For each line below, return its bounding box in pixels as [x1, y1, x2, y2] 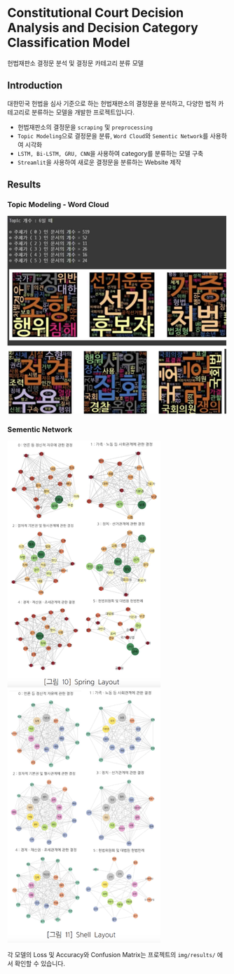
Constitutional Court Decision [7, 5, 184, 21]
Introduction [7, 79, 63, 92]
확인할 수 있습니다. [14, 959, 65, 968]
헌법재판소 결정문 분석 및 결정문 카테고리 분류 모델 [7, 58, 144, 67]
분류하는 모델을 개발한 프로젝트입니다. [31, 107, 135, 116]
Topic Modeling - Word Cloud [7, 200, 109, 210]
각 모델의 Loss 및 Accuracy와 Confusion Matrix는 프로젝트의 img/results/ [7, 950, 216, 959]
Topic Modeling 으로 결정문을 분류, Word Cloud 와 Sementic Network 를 [17, 131, 209, 140]
